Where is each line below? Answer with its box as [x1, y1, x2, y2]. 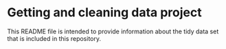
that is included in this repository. [7, 34, 102, 42]
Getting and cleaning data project [7, 5, 202, 20]
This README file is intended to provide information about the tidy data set [7, 27, 219, 35]
